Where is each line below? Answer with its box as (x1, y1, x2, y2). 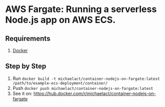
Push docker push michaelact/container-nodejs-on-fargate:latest (12, 85, 153, 91)
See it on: (12, 90, 33, 96)
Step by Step (5, 62, 46, 71)
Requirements (5, 34, 50, 43)
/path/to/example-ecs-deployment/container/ (12, 80, 108, 86)
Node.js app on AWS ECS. (5, 14, 116, 26)
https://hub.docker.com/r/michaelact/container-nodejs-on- (33, 90, 156, 96)
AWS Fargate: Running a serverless (5, 4, 157, 15)
